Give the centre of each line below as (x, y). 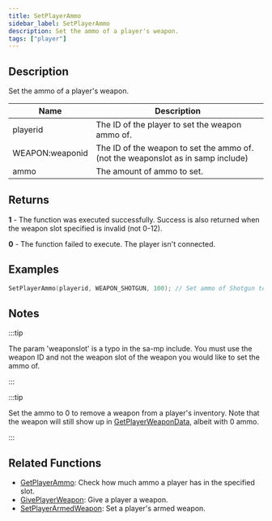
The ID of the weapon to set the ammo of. (175, 149)
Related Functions (55, 463)
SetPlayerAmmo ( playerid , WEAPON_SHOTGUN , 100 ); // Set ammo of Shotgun (132, 288)
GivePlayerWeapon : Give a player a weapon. (94, 500)
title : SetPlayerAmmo (45, 16)
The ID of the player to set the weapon (169, 125)
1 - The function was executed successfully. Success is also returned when (134, 219)
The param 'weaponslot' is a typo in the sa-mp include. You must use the (130, 349)
